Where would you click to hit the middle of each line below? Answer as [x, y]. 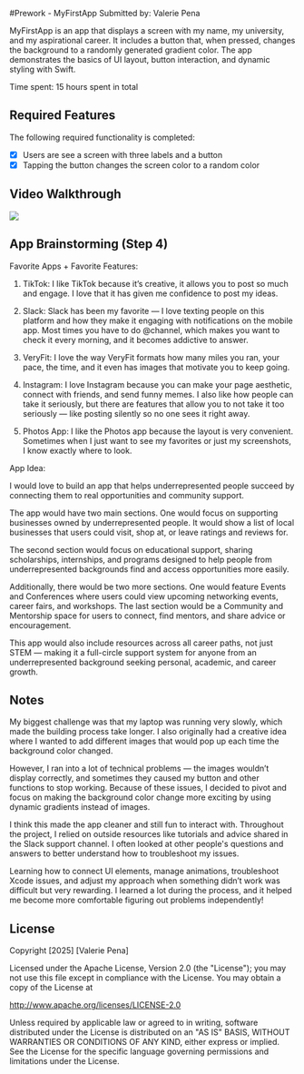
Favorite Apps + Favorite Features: [74, 266]
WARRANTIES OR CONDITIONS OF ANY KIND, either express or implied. [144, 1042]
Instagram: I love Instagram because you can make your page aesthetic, [157, 384]
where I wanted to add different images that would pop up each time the [144, 741]
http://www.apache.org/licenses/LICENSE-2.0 [95, 1005]
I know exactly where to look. [77, 450]
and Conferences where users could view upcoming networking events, [144, 596]
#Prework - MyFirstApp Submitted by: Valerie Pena [105, 13]
